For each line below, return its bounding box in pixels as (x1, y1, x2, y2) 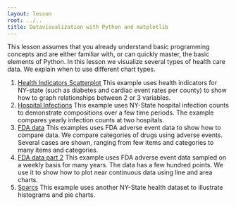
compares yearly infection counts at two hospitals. (17, 116, 164, 124)
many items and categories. (17, 146, 99, 155)
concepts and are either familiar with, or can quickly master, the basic (7, 50, 210, 58)
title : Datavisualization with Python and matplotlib (7, 23, 169, 30)
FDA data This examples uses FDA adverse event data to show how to (17, 124, 221, 132)
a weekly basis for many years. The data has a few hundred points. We (17, 161, 223, 169)
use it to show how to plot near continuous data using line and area (17, 168, 213, 176)
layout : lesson (7, 10, 52, 18)
